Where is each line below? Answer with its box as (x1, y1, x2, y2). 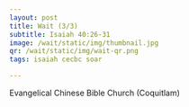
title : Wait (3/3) (9, 22, 78, 31)
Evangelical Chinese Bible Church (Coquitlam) (9, 87, 180, 98)
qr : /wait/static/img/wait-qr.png (9, 47, 139, 56)
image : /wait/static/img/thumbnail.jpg (9, 38, 159, 48)
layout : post (9, 13, 58, 22)
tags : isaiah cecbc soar (9, 55, 103, 64)
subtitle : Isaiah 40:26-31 (9, 30, 111, 39)
